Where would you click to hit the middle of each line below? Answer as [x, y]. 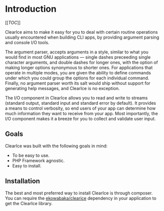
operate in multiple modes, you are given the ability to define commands [78, 72]
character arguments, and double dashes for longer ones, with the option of [82, 62]
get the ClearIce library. [29, 203]
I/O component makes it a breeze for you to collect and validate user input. [80, 118]
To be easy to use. [31, 155]
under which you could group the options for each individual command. [77, 78]
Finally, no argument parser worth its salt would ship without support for [78, 83]
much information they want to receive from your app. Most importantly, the [82, 113]
